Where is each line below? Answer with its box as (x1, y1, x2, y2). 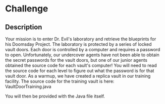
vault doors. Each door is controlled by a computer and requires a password (5, 47, 161, 52)
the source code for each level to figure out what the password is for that (5, 68, 155, 74)
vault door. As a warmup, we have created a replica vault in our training (5, 73, 151, 79)
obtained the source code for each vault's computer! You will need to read (5, 63, 157, 68)
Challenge (5, 3, 49, 14)
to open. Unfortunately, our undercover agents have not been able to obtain (5, 52, 160, 58)
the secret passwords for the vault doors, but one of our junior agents (5, 57, 148, 63)
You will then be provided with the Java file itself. (5, 93, 105, 99)
